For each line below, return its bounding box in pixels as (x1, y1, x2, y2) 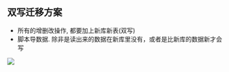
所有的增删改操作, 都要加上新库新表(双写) (17, 26, 136, 35)
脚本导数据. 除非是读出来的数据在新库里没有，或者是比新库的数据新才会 (17, 35, 223, 43)
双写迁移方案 (7, 6, 63, 19)
